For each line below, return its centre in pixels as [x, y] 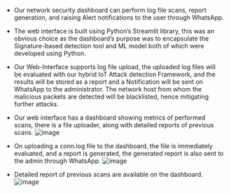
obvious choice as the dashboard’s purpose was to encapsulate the [111, 38]
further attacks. [36, 104]
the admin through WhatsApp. [57, 161]
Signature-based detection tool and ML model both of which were [109, 46]
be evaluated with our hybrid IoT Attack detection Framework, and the [114, 74]
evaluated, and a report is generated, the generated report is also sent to [119, 153]
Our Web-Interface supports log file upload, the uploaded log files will [114, 67]
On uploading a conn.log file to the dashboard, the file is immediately [113, 146]
